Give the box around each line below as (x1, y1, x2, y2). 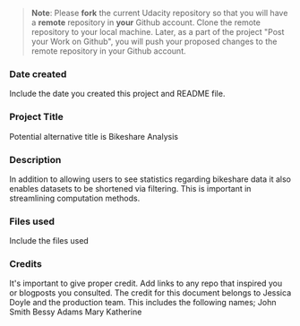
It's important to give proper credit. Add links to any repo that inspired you (9, 278, 283, 289)
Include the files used (9, 236, 90, 246)
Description (9, 153, 62, 166)
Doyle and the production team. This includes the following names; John (9, 297, 277, 308)
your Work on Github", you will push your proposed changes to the (30, 36, 278, 47)
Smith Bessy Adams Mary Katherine (9, 306, 142, 317)
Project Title (9, 111, 64, 124)
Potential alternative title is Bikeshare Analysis (9, 131, 179, 142)
